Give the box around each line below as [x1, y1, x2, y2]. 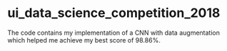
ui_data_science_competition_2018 [7, 5, 221, 21]
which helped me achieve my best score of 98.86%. [7, 35, 161, 44]
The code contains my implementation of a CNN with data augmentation [7, 28, 220, 37]
